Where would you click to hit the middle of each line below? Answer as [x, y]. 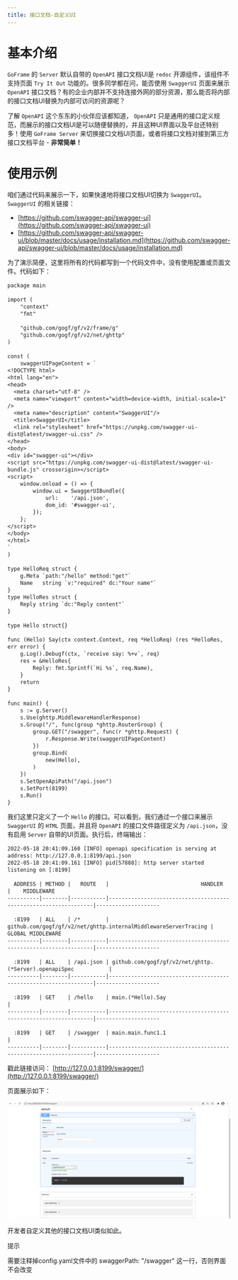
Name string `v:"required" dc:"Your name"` [89, 583]
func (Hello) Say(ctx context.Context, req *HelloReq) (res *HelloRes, [115, 640]
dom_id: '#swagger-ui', [80, 505]
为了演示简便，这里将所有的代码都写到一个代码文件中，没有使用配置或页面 [116, 262]
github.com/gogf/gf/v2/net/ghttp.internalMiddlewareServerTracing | [110, 927]
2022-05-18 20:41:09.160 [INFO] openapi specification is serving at [112, 849]
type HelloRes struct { [42, 597]
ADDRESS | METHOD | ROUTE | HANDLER [118, 884]
